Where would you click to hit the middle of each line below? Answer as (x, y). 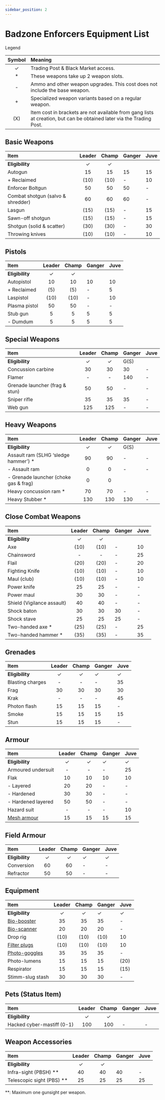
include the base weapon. (60, 90)
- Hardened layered (30, 802)
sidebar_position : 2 (26, 10)
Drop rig (17, 937)
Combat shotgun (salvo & (37, 196)
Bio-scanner (22, 929)
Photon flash (22, 706)
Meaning (41, 59)
